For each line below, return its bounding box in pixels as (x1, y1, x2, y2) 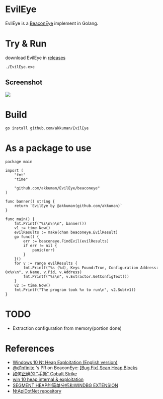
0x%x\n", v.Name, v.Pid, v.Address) (5, 269, 82, 275)
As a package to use (5, 142, 92, 154)
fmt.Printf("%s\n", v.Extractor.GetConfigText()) (23, 274, 129, 279)
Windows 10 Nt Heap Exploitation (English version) (12, 360, 118, 366)
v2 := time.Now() (14, 283, 51, 288)
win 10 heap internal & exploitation (12, 376, 84, 382)
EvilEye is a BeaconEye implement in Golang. (5, 20, 99, 26)
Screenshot (5, 78, 43, 87)
